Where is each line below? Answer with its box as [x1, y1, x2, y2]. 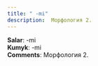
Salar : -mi [7, 35, 36, 44]
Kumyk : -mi [7, 43, 42, 51]
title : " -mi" [7, 10, 49, 17]
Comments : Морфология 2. [7, 50, 89, 59]
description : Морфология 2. [7, 17, 92, 24]
